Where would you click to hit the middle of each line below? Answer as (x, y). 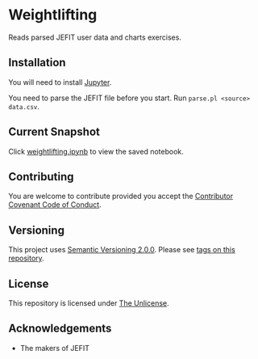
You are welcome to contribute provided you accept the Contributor (121, 196)
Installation (37, 63)
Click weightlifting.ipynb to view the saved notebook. (96, 151)
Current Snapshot (54, 132)
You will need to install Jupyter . (60, 82)
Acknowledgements (60, 329)
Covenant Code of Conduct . (55, 205)
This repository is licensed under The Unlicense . (89, 303)
